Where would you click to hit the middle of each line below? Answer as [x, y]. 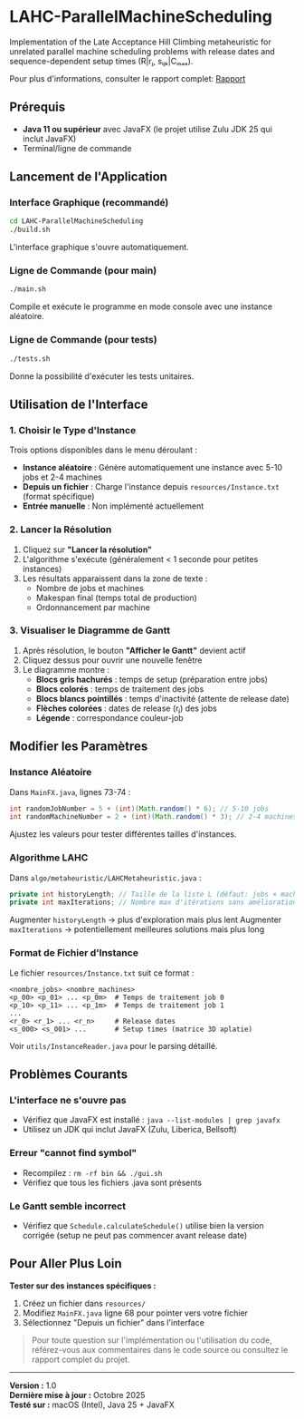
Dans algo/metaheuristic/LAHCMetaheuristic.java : [105, 878]
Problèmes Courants [69, 1074]
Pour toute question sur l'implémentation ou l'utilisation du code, [152, 1340]
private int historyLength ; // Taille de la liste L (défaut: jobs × [143, 894]
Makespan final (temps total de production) [116, 598]
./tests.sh [30, 359]
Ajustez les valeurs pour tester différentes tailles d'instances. [123, 834]
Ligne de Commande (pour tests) [83, 340]
